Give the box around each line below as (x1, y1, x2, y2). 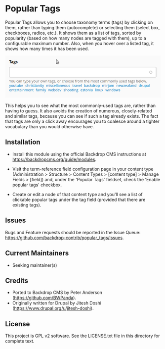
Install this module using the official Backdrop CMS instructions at (12, 151, 147, 157)
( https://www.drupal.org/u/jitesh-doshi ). (12, 305, 94, 311)
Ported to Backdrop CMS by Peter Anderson (12, 290, 103, 296)
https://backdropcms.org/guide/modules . (12, 156, 97, 162)
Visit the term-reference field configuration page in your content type (12, 166, 154, 172)
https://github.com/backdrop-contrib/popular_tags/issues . (5, 235, 124, 241)
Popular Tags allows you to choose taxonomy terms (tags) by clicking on (5, 19, 153, 25)
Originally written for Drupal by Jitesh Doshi (12, 300, 101, 306)
